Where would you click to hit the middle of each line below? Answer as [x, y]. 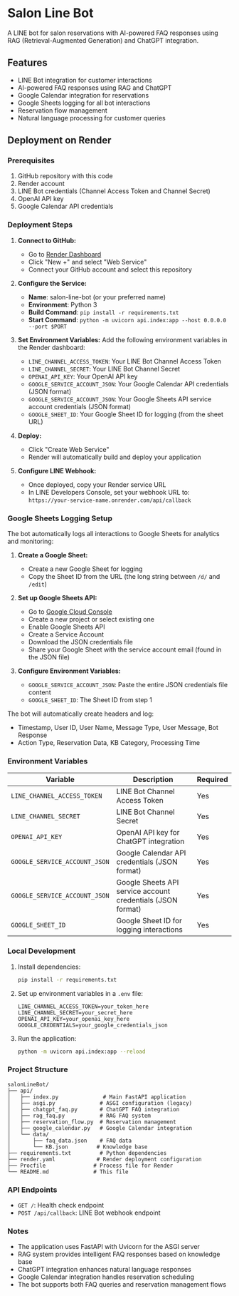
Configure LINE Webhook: [57, 470]
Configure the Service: [52, 283]
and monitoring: [31, 541]
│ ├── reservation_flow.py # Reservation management [92, 1122]
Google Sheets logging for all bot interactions [84, 103]
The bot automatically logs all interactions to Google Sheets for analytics [113, 534]
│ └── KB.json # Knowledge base [78, 1147]
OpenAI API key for [148, 833]
